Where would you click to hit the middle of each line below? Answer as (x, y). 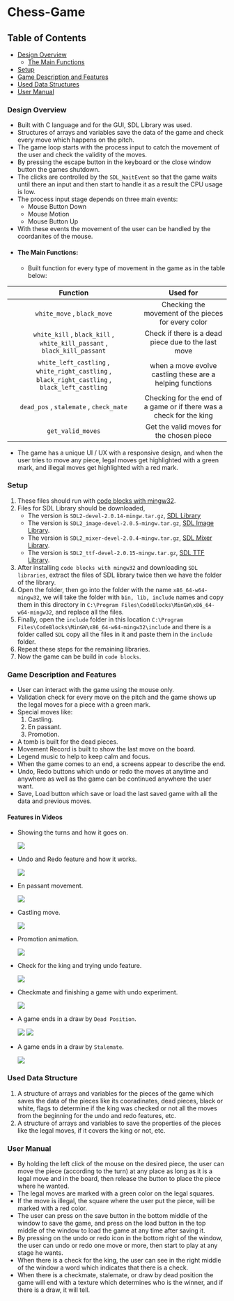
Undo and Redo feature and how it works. (77, 859)
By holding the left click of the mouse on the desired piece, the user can (120, 1163)
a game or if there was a (184, 406)
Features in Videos (35, 817)
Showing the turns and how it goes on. (73, 832)
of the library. (37, 582)
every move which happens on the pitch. (76, 140)
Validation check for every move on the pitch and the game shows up (117, 697)
